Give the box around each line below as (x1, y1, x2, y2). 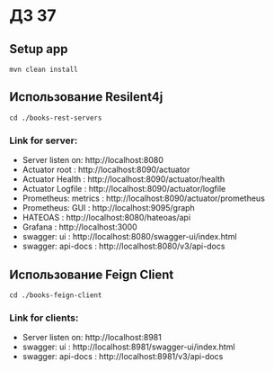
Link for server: (9, 134, 78, 147)
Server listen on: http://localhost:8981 (22, 332, 162, 343)
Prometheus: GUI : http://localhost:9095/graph (22, 203, 195, 213)
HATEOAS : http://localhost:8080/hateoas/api (22, 213, 191, 223)
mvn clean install (9, 65, 78, 74)
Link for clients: (9, 312, 79, 324)
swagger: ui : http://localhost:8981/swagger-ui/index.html (22, 341, 235, 352)
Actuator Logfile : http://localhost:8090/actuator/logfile (22, 184, 226, 195)
